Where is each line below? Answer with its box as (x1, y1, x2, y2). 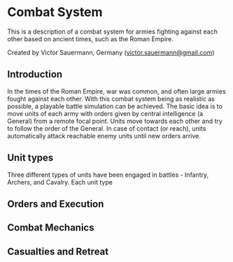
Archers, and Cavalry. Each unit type (7, 177, 113, 186)
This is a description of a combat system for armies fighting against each (7, 27, 218, 36)
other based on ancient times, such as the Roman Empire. (7, 34, 174, 43)
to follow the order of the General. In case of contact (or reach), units (7, 124, 206, 133)
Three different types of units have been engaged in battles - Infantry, (7, 170, 209, 179)
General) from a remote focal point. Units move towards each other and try (7, 117, 223, 125)
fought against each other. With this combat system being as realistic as (7, 94, 216, 103)
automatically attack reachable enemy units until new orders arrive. (7, 131, 201, 140)
